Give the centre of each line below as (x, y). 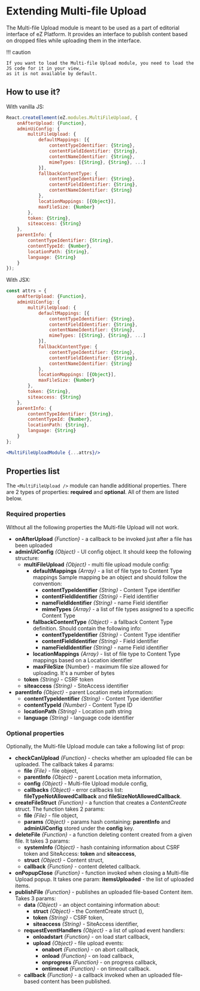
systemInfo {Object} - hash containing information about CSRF (102, 847)
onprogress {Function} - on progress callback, (99, 962)
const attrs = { (26, 291)
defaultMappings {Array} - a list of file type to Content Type (107, 571)
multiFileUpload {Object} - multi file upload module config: (97, 564)
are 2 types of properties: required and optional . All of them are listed (93, 492)
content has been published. (76, 981)
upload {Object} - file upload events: (78, 943)
